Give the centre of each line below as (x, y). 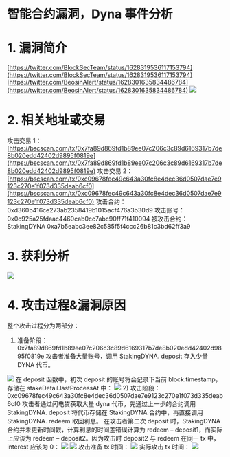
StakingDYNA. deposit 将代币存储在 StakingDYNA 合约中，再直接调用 (105, 412)
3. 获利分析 (38, 257)
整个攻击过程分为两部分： (43, 325)
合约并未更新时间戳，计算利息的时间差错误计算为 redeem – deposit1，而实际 (115, 430)
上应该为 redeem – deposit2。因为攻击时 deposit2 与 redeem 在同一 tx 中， (113, 438)
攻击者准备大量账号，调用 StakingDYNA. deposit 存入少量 (127, 356)
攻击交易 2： (115, 171)
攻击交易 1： (24, 141)
